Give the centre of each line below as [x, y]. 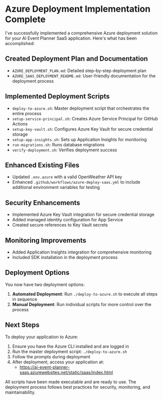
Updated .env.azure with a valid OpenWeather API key [67, 177]
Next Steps [22, 325]
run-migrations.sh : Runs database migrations [58, 144]
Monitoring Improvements [46, 240]
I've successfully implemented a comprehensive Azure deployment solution [81, 33]
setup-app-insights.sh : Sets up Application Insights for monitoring [79, 139]
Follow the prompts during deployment [51, 356]
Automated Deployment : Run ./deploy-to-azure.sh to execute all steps [85, 294]
